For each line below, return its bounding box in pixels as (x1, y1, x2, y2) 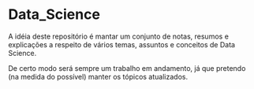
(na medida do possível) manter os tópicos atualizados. (8, 72, 188, 81)
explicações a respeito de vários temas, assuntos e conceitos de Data (8, 39, 235, 49)
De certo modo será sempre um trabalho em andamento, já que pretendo (8, 63, 246, 72)
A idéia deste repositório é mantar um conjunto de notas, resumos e (8, 32, 229, 41)
